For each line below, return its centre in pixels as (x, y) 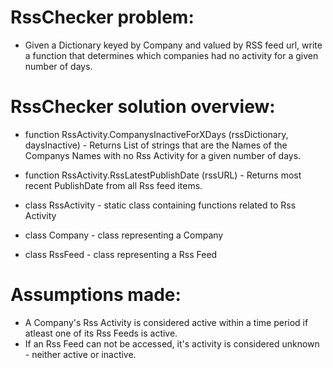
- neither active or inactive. (80, 354)
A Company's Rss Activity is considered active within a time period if (166, 322)
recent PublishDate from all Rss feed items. (113, 185)
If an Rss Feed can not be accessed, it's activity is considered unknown (172, 343)
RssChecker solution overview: (143, 107)
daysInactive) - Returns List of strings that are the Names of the (156, 145)
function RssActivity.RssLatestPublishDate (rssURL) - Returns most (163, 175)
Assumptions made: (96, 295)
